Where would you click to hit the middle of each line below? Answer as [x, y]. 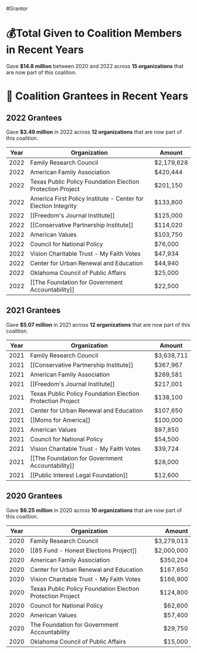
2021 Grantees [33, 311]
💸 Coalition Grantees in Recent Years [97, 96]
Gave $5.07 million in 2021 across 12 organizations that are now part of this [98, 324]
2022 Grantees [34, 118]
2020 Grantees [34, 496]
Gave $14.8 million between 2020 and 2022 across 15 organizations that [95, 66]
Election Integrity [54, 206]
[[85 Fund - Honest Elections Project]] [84, 550]
